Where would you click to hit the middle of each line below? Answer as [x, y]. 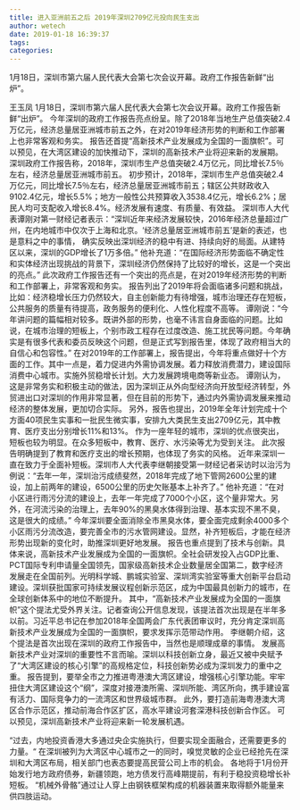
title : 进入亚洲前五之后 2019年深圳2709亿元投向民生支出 [104, 17]
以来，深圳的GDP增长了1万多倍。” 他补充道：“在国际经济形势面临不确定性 [150, 253]
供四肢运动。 [33, 797]
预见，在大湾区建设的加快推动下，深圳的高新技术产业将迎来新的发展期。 [150, 152]
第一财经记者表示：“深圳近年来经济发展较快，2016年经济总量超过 [160, 219]
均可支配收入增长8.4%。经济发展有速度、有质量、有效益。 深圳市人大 [153, 208]
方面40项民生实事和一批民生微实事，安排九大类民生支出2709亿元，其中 [141, 420]
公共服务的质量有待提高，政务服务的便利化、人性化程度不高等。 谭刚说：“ [145, 308]
